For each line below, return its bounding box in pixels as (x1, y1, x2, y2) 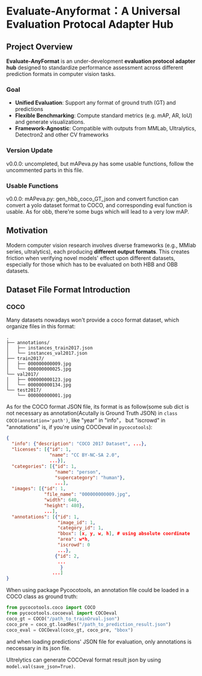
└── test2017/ (6, 387, 42, 394)
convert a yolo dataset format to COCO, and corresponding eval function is (6, 202, 193, 209)
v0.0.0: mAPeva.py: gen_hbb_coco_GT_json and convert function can (6, 195, 179, 202)
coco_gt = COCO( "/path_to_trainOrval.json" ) (6, 616, 120, 622)
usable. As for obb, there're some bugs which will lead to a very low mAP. (6, 208, 189, 215)
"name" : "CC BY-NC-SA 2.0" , (49, 452, 120, 458)
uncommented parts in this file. (6, 166, 84, 174)
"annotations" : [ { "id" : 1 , (11, 514, 80, 520)
